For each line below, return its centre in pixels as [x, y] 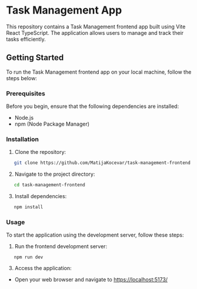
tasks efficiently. [26, 39]
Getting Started [35, 58]
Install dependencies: [41, 196]
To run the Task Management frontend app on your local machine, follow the [99, 72]
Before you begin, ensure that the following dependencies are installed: [93, 106]
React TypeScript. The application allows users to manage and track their [95, 32]
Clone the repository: [40, 152]
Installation [23, 139]
